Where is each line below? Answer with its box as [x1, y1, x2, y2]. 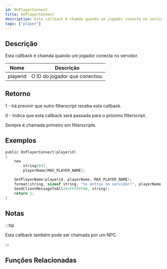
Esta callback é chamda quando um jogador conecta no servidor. [5, 53, 139, 59]
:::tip [5, 222, 14, 228]
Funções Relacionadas [5, 256, 77, 265]
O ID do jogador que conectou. [31, 73, 103, 80]
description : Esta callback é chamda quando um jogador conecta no [5, 16, 148, 21]
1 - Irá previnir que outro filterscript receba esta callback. [5, 103, 122, 109]
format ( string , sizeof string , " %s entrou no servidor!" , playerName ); [14, 182, 166, 187]
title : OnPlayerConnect [5, 12, 55, 17]
